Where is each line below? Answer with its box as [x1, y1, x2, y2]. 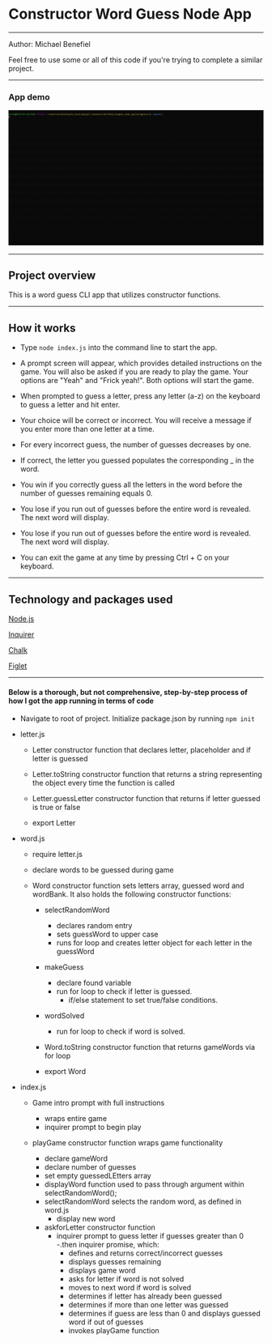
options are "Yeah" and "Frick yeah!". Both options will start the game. [19, 376, 255, 386]
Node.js [8, 613, 35, 624]
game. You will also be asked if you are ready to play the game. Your [19, 367, 249, 377]
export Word [44, 1067, 87, 1077]
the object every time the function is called [32, 778, 176, 788]
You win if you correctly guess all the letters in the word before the [19, 480, 243, 490]
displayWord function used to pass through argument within [44, 1179, 244, 1189]
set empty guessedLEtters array [44, 1171, 151, 1181]
